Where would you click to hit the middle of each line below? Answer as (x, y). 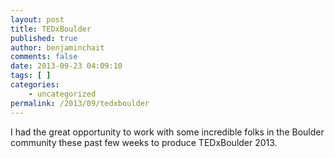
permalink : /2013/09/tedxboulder (80, 103)
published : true (44, 38)
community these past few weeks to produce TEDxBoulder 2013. (144, 142)
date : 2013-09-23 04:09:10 (66, 66)
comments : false (44, 57)
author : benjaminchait (57, 47)
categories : (35, 85)
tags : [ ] (31, 76)
